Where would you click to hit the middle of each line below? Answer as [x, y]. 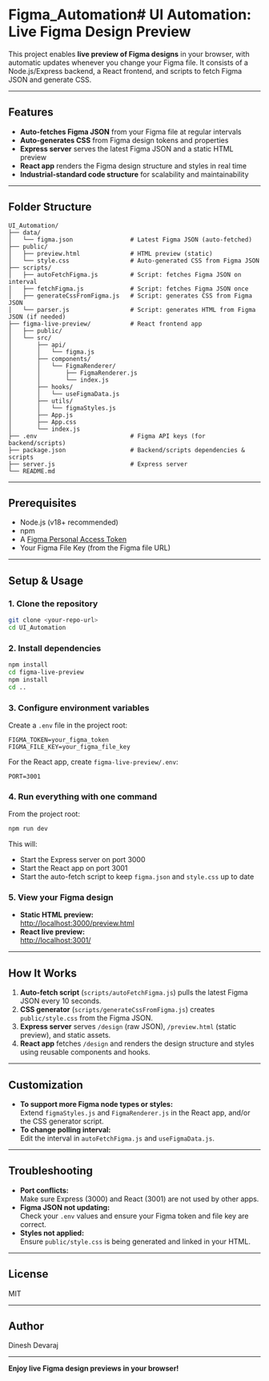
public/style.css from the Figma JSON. [86, 1018]
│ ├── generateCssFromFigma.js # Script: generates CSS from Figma [130, 296]
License [28, 1274]
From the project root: [44, 814]
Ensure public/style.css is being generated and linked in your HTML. [135, 1241]
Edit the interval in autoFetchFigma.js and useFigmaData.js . [117, 1138]
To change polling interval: [65, 1130]
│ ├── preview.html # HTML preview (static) [111, 253]
